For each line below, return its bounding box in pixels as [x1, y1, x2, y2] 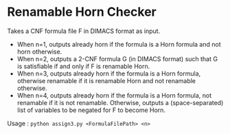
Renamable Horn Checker [7, 4, 157, 20]
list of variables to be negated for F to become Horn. [16, 106, 166, 114]
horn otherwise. [16, 47, 62, 56]
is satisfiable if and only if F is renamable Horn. [16, 62, 150, 70]
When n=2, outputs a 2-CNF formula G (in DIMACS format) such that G [16, 54, 218, 63]
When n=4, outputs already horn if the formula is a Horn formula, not [16, 91, 211, 100]
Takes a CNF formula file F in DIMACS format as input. [7, 27, 161, 35]
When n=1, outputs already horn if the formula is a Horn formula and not [16, 40, 221, 48]
